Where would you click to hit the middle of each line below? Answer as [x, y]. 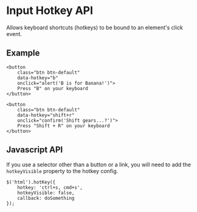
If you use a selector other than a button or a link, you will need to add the [99, 164]
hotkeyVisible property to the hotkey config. [62, 171]
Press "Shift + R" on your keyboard [64, 125]
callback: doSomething [46, 198]
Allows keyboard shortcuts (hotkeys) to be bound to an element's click [95, 27]
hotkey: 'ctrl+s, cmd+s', [50, 187]
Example [23, 53]
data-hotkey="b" [38, 78]
